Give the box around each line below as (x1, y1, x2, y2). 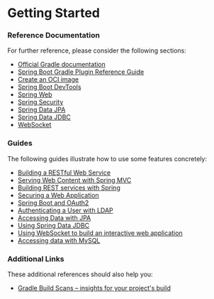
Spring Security (17, 98, 64, 107)
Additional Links (7, 254, 64, 263)
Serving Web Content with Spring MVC (17, 175, 132, 184)
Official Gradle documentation (17, 60, 106, 69)
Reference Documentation (7, 31, 101, 40)
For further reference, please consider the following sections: (7, 46, 186, 55)
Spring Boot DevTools (17, 83, 81, 92)
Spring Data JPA (17, 105, 66, 114)
